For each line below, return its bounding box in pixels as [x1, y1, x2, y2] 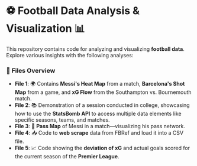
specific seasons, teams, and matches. [14, 116, 111, 123]
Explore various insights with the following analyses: [6, 51, 134, 58]
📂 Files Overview [6, 66, 56, 74]
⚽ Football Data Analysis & [6, 4, 140, 18]
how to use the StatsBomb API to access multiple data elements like [14, 110, 182, 118]
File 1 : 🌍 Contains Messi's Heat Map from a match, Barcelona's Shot [14, 80, 185, 87]
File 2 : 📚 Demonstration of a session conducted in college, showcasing [14, 102, 190, 109]
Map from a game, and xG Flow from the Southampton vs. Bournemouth [14, 89, 192, 96]
